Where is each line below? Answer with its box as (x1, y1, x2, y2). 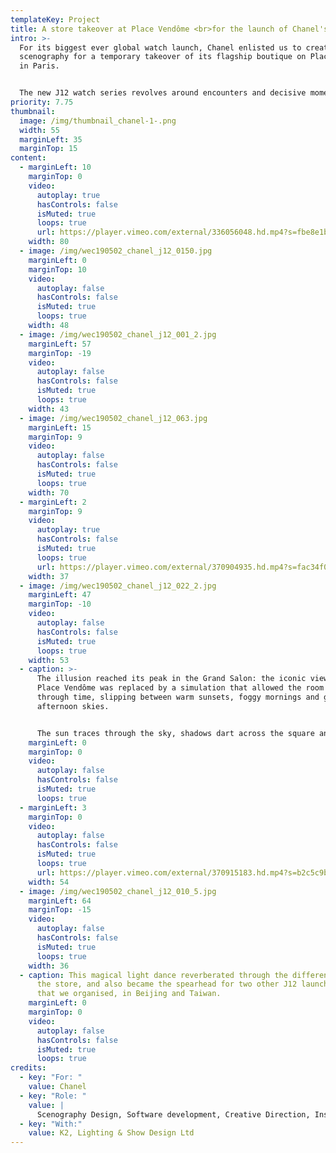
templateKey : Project (10, 14, 101, 25)
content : (10, 153, 47, 163)
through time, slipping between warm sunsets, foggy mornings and (36, 692, 320, 702)
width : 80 (28, 237, 70, 247)
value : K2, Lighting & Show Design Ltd (28, 1128, 195, 1138)
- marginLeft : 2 (19, 497, 87, 507)
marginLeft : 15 (28, 422, 92, 433)
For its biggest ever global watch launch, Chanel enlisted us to (19, 42, 302, 53)
